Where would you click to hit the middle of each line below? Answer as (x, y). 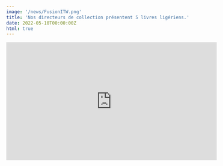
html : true (20, 28)
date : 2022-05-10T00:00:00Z (41, 23)
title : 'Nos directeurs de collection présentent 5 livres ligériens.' (98, 17)
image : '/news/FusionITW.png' (44, 12)
